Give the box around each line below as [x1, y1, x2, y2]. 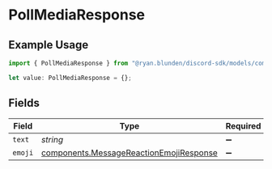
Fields [8, 96, 40, 110]
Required [225, 120, 261, 131]
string [40, 133, 63, 145]
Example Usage [8, 38, 89, 52]
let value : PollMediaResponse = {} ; [8, 74, 132, 82]
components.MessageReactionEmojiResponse [40, 147, 219, 158]
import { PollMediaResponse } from [8, 59, 129, 67]
